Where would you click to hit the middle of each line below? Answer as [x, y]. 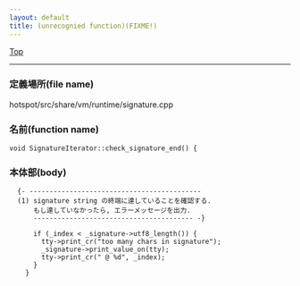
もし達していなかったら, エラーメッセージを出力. [112, 211]
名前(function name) [54, 129]
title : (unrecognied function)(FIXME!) [83, 26]
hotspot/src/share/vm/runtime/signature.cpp [92, 105]
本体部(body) [38, 172]
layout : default [39, 17]
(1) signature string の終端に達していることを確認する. [114, 201]
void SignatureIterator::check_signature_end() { [104, 148]
